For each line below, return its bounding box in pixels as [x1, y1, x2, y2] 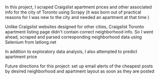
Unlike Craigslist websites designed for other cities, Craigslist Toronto [5, 24, 144, 30]
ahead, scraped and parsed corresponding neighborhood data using [5, 34, 142, 40]
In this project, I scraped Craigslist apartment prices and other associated [5, 4, 152, 10]
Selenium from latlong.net [5, 39, 57, 45]
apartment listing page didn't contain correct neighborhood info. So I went [5, 29, 154, 34]
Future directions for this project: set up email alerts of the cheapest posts [5, 63, 153, 69]
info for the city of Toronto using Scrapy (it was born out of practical [5, 9, 142, 15]
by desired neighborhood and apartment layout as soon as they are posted [5, 68, 155, 74]
